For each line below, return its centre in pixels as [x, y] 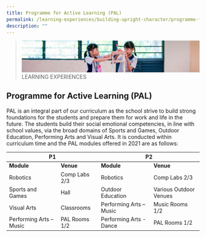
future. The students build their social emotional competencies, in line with [101, 124]
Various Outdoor [174, 189]
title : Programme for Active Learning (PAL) [64, 13]
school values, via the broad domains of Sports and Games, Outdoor [93, 130]
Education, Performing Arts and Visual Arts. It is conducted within [89, 137]
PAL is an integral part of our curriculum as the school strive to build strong [101, 111]
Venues [163, 195]
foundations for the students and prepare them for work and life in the [94, 117]
